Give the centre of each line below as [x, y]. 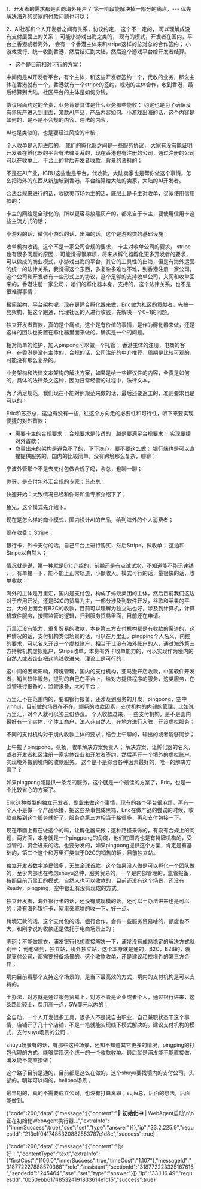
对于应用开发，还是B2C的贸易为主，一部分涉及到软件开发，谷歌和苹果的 [95, 601]
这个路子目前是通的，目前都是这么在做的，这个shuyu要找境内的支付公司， [98, 1073]
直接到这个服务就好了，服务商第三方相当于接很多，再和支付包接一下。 [98, 817]
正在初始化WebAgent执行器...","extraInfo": [58, 1121]
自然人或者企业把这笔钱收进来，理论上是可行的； [66, 658]
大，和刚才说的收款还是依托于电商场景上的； [61, 929]
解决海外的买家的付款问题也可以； [48, 16]
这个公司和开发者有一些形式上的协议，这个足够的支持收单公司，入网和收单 [98, 277]
